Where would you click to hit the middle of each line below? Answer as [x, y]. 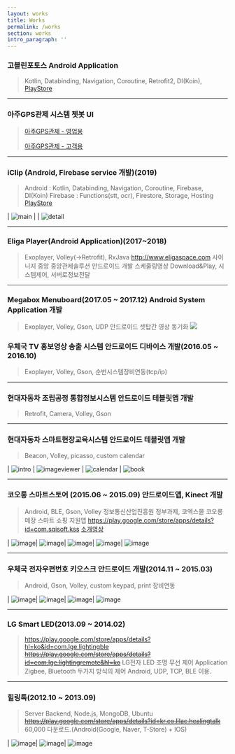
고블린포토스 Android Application [63, 66]
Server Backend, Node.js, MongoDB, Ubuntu [89, 713]
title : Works [26, 20]
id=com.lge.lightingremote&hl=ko [72, 662]
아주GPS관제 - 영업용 [54, 131]
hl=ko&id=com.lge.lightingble [67, 647]
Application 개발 [35, 310]
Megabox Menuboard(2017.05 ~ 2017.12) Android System [106, 300]
